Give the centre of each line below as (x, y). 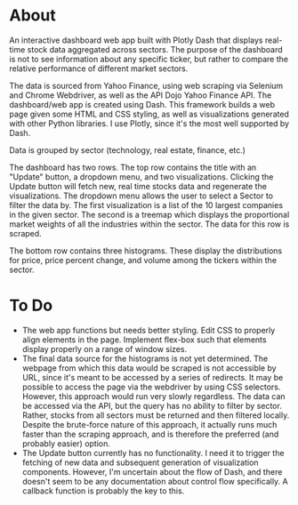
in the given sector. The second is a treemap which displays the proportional (149, 214)
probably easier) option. (66, 443)
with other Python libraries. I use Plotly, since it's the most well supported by (149, 123)
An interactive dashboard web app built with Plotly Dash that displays (136, 40)
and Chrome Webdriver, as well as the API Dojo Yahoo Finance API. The (141, 95)
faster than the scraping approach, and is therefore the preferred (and (150, 434)
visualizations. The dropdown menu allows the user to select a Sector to (141, 196)
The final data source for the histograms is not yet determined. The (145, 358)
